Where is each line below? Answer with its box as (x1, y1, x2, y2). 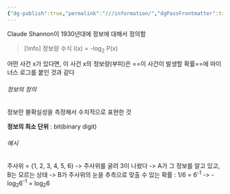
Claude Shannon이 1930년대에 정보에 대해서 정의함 (7, 29, 146, 38)
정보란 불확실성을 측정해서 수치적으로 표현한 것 (7, 107, 132, 116)
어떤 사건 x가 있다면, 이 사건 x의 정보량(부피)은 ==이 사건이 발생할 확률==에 (7, 59, 209, 68)
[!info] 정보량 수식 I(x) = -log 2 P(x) (23, 44, 118, 54)
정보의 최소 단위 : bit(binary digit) (7, 122, 97, 130)
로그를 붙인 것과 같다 (19, 68, 75, 77)
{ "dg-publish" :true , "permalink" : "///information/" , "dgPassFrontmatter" (7, 10, 216, 17)
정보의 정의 (7, 85, 37, 94)
